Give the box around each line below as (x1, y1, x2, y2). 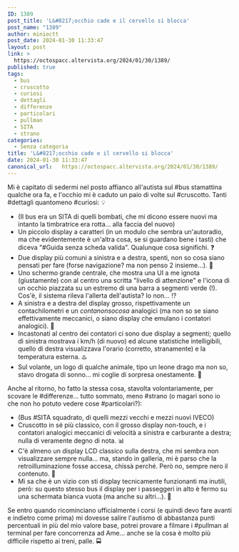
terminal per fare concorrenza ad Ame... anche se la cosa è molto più (7, 528, 211, 537)
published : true (7, 64, 56, 71)
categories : (7, 136, 43, 144)
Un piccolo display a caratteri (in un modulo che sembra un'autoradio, (17, 227, 223, 236)
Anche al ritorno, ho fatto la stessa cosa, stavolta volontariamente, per (7, 383, 214, 393)
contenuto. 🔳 (17, 469, 56, 478)
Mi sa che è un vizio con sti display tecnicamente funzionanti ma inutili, (17, 476, 227, 486)
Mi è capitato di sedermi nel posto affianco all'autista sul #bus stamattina (7, 183, 223, 191)
